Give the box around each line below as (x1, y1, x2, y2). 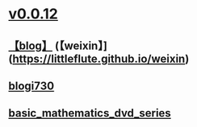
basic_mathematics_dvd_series (8, 106, 171, 121)
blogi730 (8, 79, 55, 92)
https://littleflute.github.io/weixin (11, 51, 186, 65)
